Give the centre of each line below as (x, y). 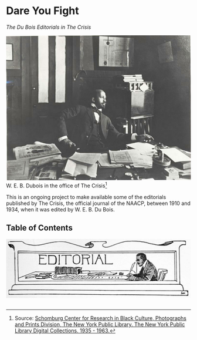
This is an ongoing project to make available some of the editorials (86, 197)
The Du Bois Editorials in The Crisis (49, 27)
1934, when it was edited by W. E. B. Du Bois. (61, 209)
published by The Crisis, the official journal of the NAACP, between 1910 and (98, 203)
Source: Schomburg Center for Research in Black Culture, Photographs (100, 318)
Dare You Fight (43, 11)
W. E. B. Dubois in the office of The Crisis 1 (57, 185)
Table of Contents (40, 228)
